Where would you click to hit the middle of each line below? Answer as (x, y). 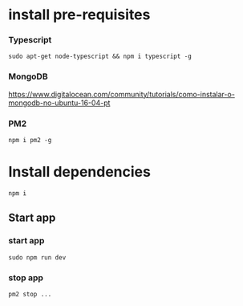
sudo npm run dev (37, 257)
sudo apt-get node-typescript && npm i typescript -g (100, 57)
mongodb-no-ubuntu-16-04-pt (59, 103)
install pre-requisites (79, 15)
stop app (26, 277)
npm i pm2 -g (30, 141)
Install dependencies (79, 172)
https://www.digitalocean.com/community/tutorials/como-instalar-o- (121, 94)
